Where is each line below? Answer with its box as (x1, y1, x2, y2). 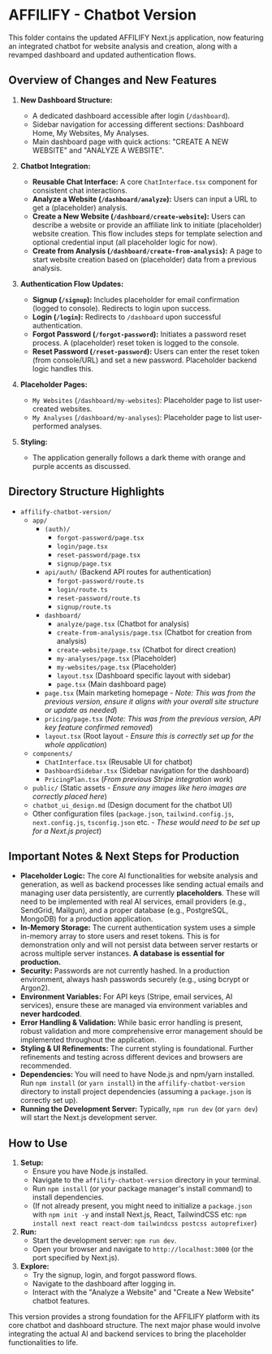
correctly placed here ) (32, 791, 108, 801)
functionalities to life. (8, 1338, 79, 1347)
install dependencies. (32, 1192, 104, 1202)
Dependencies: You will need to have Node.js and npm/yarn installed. (19, 1070, 255, 1079)
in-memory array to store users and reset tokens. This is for (19, 931, 221, 941)
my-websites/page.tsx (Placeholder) (56, 662, 177, 671)
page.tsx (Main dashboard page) (56, 679, 166, 688)
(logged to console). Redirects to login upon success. (32, 303, 211, 313)
